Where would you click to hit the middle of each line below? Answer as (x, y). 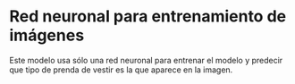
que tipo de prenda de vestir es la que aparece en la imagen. (121, 70)
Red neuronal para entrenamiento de (148, 17)
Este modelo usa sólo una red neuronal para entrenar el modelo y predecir (146, 60)
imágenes (47, 35)
